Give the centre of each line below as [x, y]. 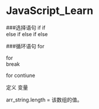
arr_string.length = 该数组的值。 [44, 100]
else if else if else [27, 34]
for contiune [21, 75]
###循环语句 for [25, 46]
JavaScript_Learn [50, 11]
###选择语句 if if [26, 27]
